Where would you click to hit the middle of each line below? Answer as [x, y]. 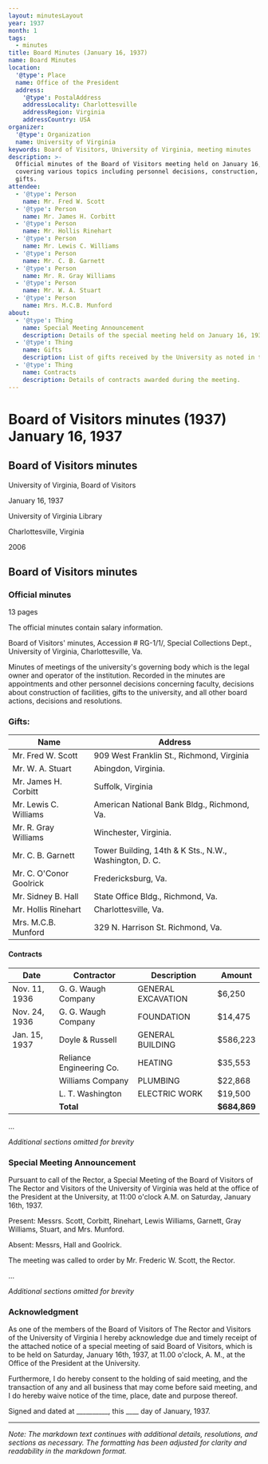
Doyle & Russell [88, 1040]
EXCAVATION [163, 998]
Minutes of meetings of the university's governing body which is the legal [129, 667]
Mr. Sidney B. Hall [45, 897]
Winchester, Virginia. [132, 833]
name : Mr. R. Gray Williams [69, 276]
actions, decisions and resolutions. [65, 701]
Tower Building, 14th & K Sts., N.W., [160, 850]
